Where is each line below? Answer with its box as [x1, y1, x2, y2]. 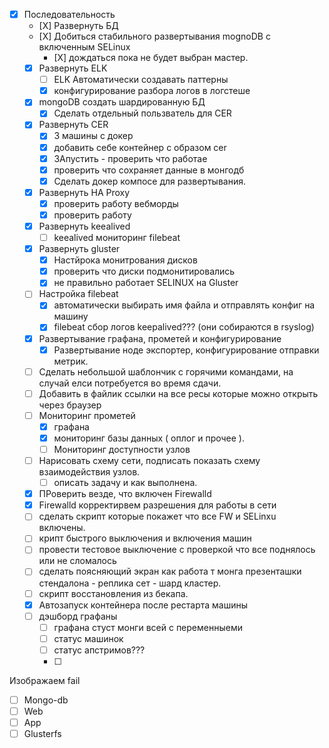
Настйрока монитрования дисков [53, 254, 198, 266]
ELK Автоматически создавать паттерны [53, 74, 229, 86]
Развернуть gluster [38, 243, 121, 255]
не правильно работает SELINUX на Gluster [53, 277, 239, 289]
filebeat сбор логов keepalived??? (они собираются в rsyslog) [53, 321, 315, 333]
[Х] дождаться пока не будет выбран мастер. [53, 52, 249, 64]
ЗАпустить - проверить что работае [53, 152, 208, 164]
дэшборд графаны [38, 610, 118, 622]
